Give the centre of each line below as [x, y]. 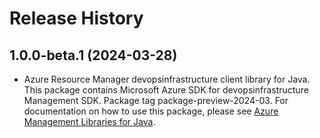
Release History [76, 18]
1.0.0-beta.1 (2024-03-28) [93, 55]
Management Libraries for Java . [89, 121]
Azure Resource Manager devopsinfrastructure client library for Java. [167, 79]
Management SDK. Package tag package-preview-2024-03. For [156, 100]
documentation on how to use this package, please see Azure [151, 111]
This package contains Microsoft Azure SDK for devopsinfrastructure [166, 90]
